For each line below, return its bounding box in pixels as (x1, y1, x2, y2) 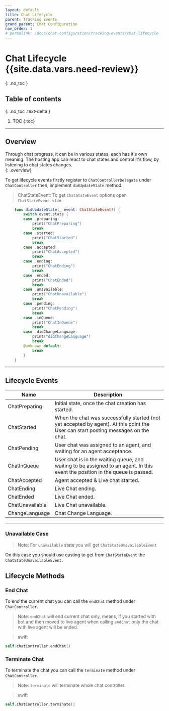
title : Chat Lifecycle (5, 12, 53, 17)
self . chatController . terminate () (5, 702, 75, 707)
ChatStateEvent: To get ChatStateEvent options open (17, 192, 127, 198)
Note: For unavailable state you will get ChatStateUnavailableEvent (17, 542, 157, 548)
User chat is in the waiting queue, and (54, 456, 144, 463)
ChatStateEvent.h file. (17, 197, 63, 203)
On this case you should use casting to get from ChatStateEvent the (5, 552, 145, 558)
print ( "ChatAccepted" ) (32, 249, 80, 254)
